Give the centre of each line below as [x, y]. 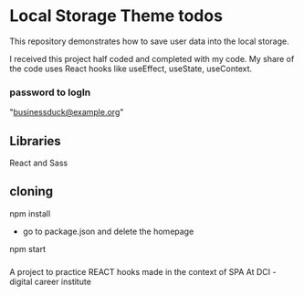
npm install [30, 213]
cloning [31, 191]
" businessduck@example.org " [67, 112]
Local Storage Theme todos [116, 16]
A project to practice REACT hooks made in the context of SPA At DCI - [143, 271]
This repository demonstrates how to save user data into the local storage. [149, 41]
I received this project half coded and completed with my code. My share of [152, 58]
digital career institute [50, 281]
